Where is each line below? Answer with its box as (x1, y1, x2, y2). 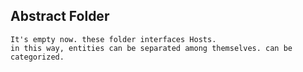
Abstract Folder (10, 8, 110, 25)
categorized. (10, 52, 65, 62)
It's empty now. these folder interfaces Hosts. (10, 34, 217, 44)
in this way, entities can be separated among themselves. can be (10, 43, 293, 53)
